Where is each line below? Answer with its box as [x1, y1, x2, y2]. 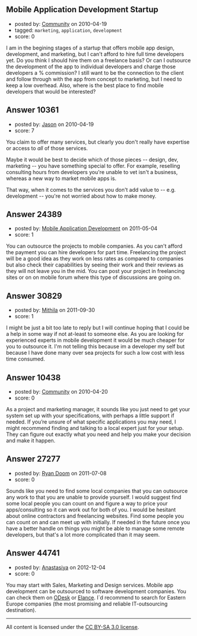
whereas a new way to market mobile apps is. [6, 175, 117, 182]
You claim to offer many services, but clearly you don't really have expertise [6, 138, 190, 145]
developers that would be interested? [6, 88, 96, 95]
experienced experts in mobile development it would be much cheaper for [6, 337, 185, 344]
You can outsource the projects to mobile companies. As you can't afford [6, 242, 183, 249]
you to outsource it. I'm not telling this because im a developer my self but [6, 343, 185, 350]
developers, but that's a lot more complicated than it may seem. [6, 531, 160, 538]
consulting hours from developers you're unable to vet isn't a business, [6, 168, 178, 175]
